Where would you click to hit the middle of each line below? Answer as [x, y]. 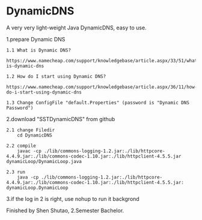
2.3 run [16, 172]
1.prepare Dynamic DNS [36, 39]
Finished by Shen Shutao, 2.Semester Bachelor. [65, 210]
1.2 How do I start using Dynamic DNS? [56, 76]
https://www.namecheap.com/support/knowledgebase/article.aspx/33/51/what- [103, 61]
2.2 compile [21, 146]
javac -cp [29, 151]
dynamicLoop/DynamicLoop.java [44, 161]
